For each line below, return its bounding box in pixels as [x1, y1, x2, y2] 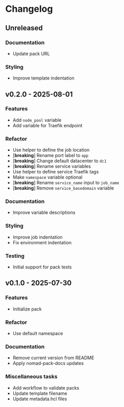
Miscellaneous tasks [5, 373, 58, 380]
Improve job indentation [12, 234, 63, 240]
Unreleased [5, 24, 43, 32]
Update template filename [12, 390, 67, 396]
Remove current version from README [12, 355, 94, 361]
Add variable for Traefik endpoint [12, 122, 83, 128]
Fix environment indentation [12, 239, 72, 245]
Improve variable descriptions [12, 209, 76, 216]
